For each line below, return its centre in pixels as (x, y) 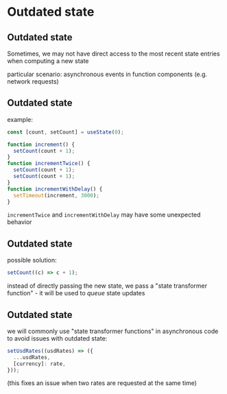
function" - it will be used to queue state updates (76, 293)
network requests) (33, 82)
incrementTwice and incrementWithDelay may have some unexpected (104, 215)
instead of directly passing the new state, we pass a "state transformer (107, 286)
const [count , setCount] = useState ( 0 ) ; (66, 132)
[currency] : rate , (40, 364)
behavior (20, 222)
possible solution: (32, 260)
